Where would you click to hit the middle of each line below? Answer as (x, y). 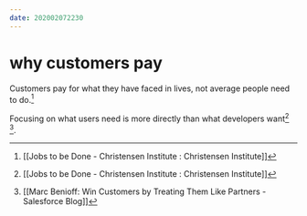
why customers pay (86, 62)
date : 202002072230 (47, 18)
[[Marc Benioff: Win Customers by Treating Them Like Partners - (144, 191)
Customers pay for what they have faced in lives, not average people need (150, 88)
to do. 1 (22, 98)
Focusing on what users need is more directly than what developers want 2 (149, 118)
